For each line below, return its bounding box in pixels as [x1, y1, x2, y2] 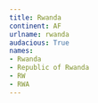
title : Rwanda [9, 13, 62, 22]
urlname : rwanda [9, 30, 69, 39]
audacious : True [9, 38, 69, 47]
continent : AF [9, 21, 62, 30]
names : [9, 47, 34, 56]
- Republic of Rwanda [9, 64, 90, 73]
